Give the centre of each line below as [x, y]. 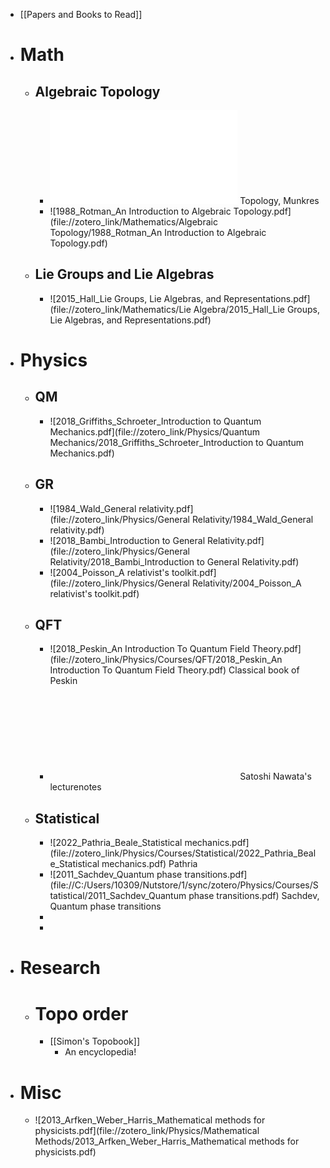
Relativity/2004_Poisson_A [246, 583]
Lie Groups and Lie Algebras [124, 274]
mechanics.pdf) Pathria [149, 864]
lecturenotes [75, 787]
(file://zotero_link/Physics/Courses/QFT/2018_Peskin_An [166, 660]
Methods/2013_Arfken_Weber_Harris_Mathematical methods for [167, 1141]
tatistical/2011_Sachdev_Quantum [118, 896]
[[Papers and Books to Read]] [81, 14]
